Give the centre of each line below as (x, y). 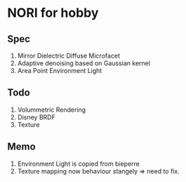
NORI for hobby (53, 13)
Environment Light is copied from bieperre (79, 164)
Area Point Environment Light (60, 71)
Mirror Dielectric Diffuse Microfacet (69, 56)
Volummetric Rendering (52, 110)
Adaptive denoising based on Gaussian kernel (84, 63)
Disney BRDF (36, 117)
